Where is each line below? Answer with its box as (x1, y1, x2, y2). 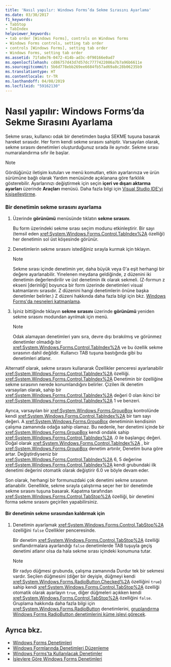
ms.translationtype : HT (5, 69, 56, 75)
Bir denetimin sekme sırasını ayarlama (5, 204, 102, 211)
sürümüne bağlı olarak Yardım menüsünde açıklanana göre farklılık (5, 175, 145, 181)
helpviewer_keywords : (5, 31, 51, 36)
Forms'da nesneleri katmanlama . (12, 298, 81, 304)
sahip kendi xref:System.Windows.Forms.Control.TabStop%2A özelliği (12, 584, 160, 590)
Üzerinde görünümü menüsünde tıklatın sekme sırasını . (12, 215, 131, 221)
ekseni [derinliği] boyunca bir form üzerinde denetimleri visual (12, 282, 143, 288)
